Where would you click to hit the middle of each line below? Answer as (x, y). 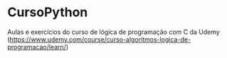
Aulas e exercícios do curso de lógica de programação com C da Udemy (114, 32)
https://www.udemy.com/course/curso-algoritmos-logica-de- (100, 39)
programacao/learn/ (37, 47)
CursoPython (48, 12)
